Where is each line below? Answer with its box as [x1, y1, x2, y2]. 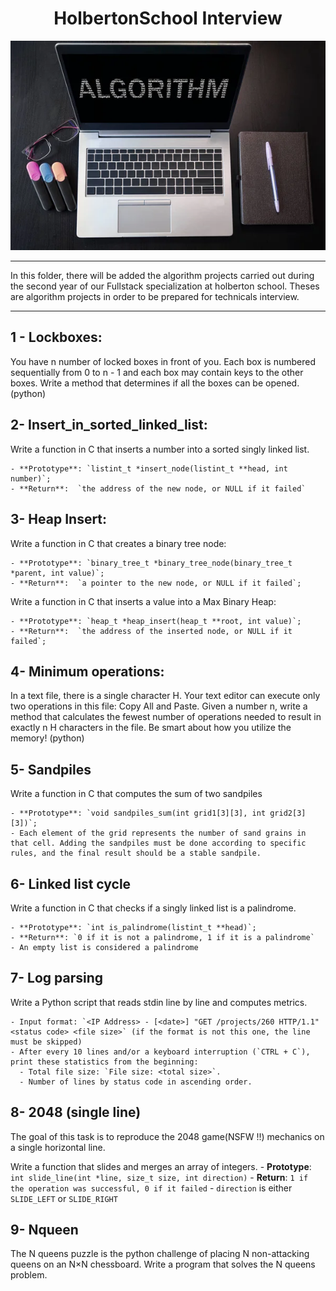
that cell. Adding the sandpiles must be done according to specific [10, 838, 307, 849]
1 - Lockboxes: [10, 329, 103, 346]
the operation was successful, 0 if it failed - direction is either [10, 1182, 293, 1194]
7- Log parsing [10, 970, 103, 987]
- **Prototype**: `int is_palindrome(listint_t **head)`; [10, 922, 257, 932]
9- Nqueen [10, 1221, 79, 1238]
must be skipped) [10, 1037, 83, 1047]
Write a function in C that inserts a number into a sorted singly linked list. [10, 443, 310, 455]
